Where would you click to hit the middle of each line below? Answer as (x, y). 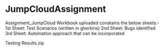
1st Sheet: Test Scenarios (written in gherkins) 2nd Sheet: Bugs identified (80, 28)
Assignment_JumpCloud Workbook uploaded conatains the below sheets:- (82, 23)
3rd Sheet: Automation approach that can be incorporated (65, 33)
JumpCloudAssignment (56, 9)
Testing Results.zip (25, 43)
